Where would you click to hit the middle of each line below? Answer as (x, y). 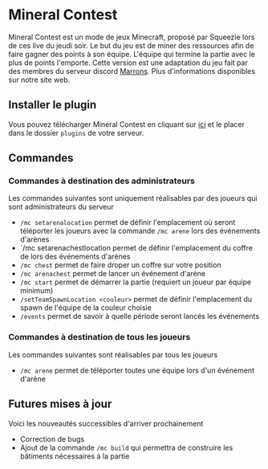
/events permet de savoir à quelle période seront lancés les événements (139, 316)
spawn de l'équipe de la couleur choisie (86, 308)
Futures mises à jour (60, 404)
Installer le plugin (53, 105)
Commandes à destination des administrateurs (102, 181)
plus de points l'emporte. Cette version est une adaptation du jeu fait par (128, 63)
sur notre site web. (39, 80)
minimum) (37, 291)
